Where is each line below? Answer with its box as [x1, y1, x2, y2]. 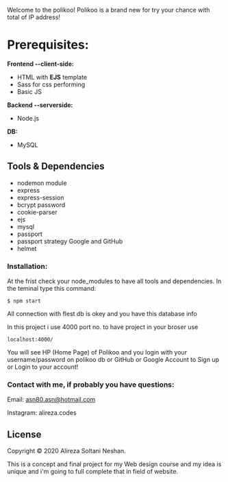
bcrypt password [16, 200, 66, 208]
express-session [16, 193, 64, 202]
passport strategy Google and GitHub [16, 237, 123, 245]
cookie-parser [16, 208, 58, 216]
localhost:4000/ [7, 336, 53, 344]
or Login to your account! [7, 363, 79, 371]
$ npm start [7, 298, 41, 304]
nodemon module [16, 178, 67, 187]
